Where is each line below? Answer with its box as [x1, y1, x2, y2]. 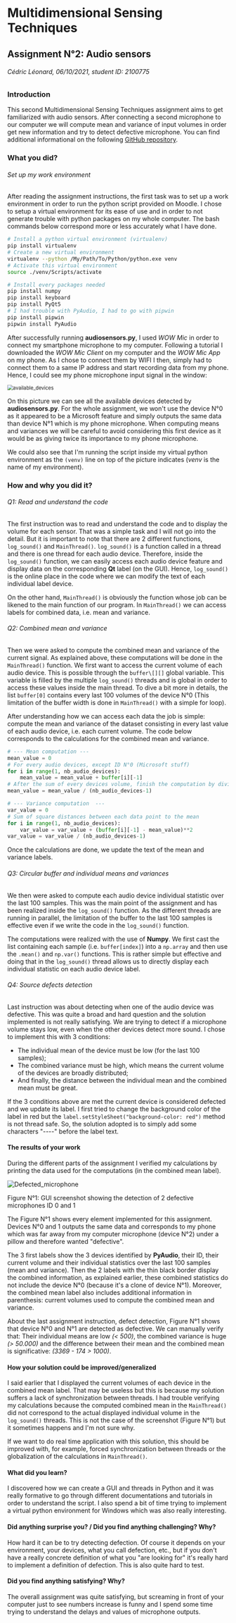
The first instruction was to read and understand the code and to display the [7, 519, 228, 528]
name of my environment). [7, 463, 84, 471]
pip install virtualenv [7, 242, 77, 249]
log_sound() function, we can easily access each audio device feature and [7, 556, 223, 565]
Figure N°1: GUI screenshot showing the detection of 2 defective [7, 1193, 195, 1202]
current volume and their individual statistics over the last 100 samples [7, 1258, 211, 1267]
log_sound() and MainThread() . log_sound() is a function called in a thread [7, 542, 221, 550]
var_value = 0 [7, 807, 49, 814]
